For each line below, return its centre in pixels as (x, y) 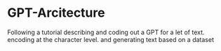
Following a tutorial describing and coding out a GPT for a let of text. (106, 32)
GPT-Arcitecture (56, 13)
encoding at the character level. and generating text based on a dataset (110, 39)
